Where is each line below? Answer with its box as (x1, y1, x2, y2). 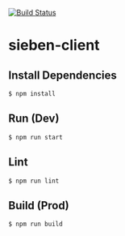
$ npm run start (8, 133, 63, 141)
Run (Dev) (8, 112, 60, 126)
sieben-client (8, 36, 100, 54)
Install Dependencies (8, 68, 117, 82)
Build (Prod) (8, 199, 70, 212)
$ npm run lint (8, 177, 60, 185)
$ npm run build (8, 220, 63, 229)
